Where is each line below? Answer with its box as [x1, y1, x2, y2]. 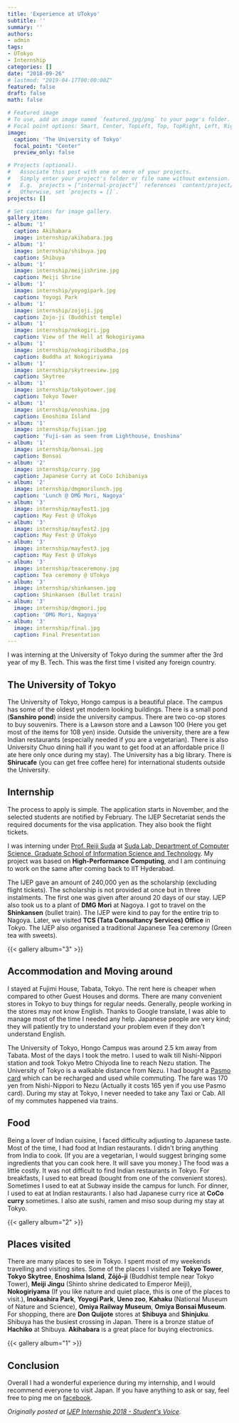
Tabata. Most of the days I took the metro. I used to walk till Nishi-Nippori [7, 1051, 222, 1059]
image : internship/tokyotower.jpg [14, 386, 116, 393]
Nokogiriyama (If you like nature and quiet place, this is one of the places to [7, 1287, 230, 1296]
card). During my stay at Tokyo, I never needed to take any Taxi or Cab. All [7, 1089, 225, 1097]
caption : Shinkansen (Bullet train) [14, 591, 122, 598]
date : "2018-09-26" [7, 70, 65, 77]
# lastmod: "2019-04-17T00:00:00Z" [7, 76, 113, 84]
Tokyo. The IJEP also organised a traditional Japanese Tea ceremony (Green [7, 923, 232, 932]
